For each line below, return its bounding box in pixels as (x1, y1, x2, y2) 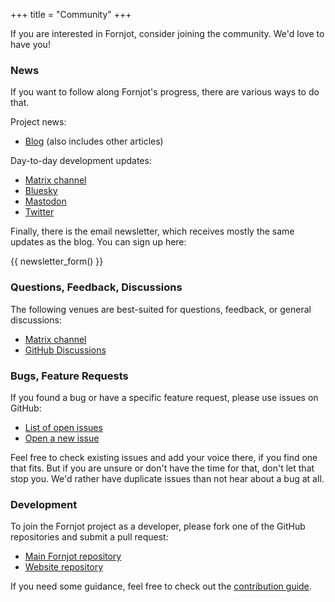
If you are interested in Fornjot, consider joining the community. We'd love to (10, 28, 325, 39)
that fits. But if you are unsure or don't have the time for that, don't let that (10, 462, 315, 474)
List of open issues (24, 421, 103, 433)
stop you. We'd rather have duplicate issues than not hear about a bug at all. (10, 472, 325, 484)
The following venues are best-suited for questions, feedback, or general (10, 303, 312, 315)
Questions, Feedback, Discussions (10, 280, 183, 294)
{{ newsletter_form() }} (10, 255, 104, 268)
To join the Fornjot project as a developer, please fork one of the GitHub (10, 520, 306, 533)
